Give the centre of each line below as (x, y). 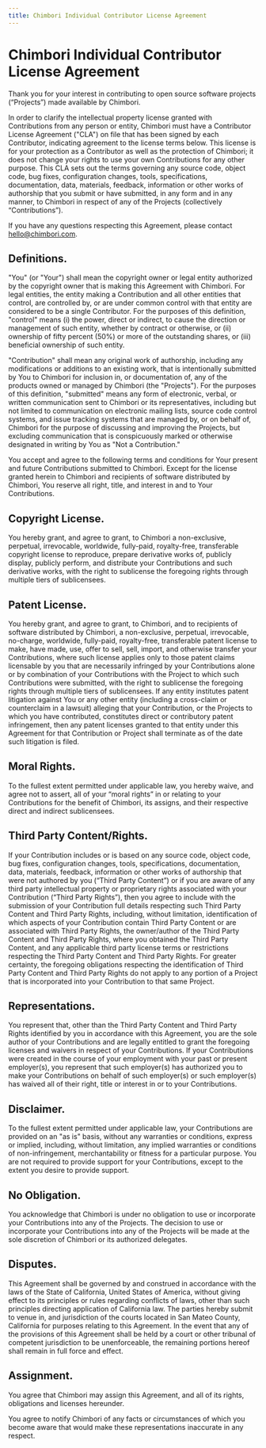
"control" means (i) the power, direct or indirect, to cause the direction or (127, 320)
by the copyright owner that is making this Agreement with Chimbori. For (127, 286)
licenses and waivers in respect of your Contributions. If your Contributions (131, 1050)
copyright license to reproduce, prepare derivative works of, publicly (120, 555)
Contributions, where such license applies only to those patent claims (122, 657)
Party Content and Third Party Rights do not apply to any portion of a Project (133, 972)
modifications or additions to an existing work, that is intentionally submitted (133, 369)
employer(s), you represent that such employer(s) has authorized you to (125, 1068)
